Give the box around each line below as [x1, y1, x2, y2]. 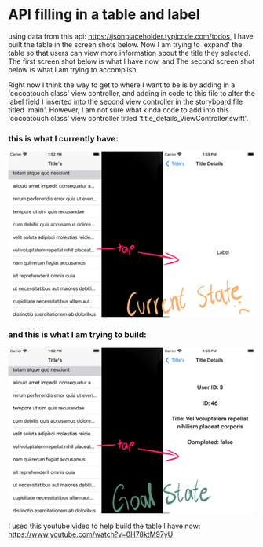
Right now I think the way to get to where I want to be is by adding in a [8, 80, 236, 90]
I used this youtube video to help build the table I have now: [8, 521, 201, 530]
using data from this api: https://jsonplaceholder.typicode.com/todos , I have [8, 31, 254, 41]
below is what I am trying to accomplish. [8, 64, 139, 74]
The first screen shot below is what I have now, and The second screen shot [8, 57, 255, 66]
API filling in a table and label [8, 6, 200, 24]
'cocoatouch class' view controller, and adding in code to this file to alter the [8, 88, 255, 97]
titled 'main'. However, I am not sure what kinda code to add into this [8, 105, 229, 115]
